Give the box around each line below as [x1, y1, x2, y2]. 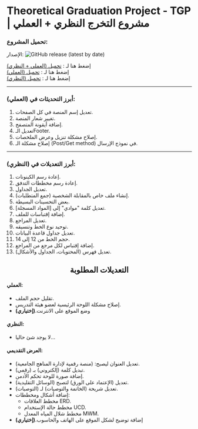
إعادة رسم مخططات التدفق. [15, 179, 78, 186]
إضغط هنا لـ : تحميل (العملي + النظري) [6, 62, 91, 69]
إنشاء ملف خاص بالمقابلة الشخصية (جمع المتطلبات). [15, 192, 130, 199]
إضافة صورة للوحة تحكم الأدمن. [15, 373, 84, 380]
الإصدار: [6, 51, 24, 58]
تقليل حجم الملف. [15, 294, 55, 301]
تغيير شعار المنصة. [15, 115, 56, 122]
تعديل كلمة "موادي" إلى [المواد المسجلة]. [15, 205, 106, 212]
